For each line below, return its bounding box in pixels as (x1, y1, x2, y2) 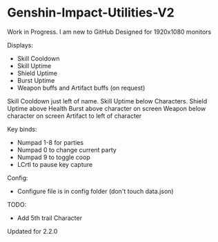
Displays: (7, 41, 33, 49)
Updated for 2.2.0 (7, 227, 58, 235)
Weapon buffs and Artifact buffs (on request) (17, 83, 146, 92)
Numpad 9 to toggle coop (17, 153, 91, 161)
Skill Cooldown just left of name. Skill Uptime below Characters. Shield (7, 97, 208, 105)
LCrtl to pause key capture (17, 160, 93, 168)
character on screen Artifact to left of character (7, 112, 142, 120)
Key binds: (7, 125, 37, 133)
